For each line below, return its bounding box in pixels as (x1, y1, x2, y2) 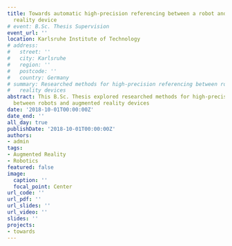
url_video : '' (7, 209, 48, 216)
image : (7, 170, 26, 177)
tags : (7, 145, 23, 152)
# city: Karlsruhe (7, 55, 67, 62)
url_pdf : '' (7, 196, 41, 203)
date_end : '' (7, 112, 45, 119)
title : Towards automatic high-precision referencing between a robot (7, 10, 215, 17)
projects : (7, 221, 36, 228)
